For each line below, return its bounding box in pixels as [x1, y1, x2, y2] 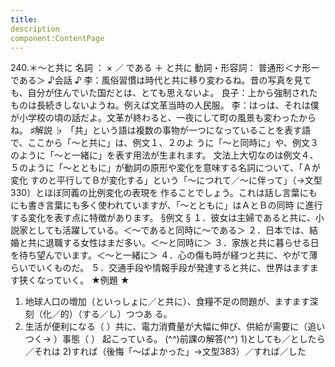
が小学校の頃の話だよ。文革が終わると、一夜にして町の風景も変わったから [10, 112, 317, 124]
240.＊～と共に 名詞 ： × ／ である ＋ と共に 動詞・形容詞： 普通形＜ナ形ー [10, 62, 320, 74]
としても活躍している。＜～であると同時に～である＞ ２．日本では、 [27, 224, 310, 236]
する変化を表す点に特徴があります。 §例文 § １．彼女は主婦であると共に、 [10, 212, 316, 224]
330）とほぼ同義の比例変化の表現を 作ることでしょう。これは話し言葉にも [10, 187, 318, 199]
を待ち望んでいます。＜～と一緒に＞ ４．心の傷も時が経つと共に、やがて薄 [10, 249, 318, 261]
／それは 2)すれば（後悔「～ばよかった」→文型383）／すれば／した [24, 346, 307, 358]
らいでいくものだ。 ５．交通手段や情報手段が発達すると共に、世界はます [10, 262, 310, 274]
